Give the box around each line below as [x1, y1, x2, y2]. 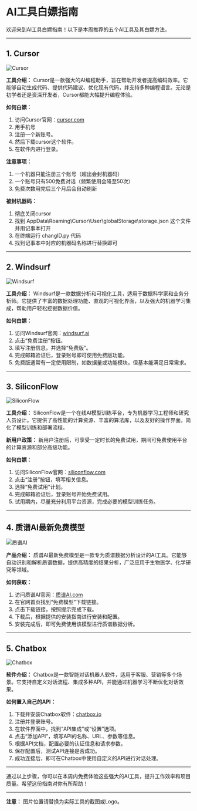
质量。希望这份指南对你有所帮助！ [6, 780, 89, 787]
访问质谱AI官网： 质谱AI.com [14, 591, 83, 599]
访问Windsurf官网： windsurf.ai [14, 329, 90, 336]
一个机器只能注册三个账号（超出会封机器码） [14, 170, 123, 177]
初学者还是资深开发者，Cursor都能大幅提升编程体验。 [6, 91, 136, 98]
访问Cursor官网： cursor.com [14, 116, 85, 123]
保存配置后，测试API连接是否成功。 [14, 748, 101, 754]
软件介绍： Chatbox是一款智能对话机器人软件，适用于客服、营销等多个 [6, 671, 177, 678]
